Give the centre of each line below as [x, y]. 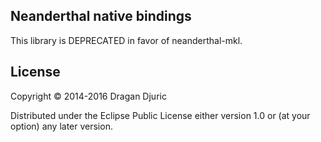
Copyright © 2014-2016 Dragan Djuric [88, 96]
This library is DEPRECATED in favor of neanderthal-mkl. [126, 40]
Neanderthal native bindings [101, 16]
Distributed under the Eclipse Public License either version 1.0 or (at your [160, 115]
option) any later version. [61, 126]
